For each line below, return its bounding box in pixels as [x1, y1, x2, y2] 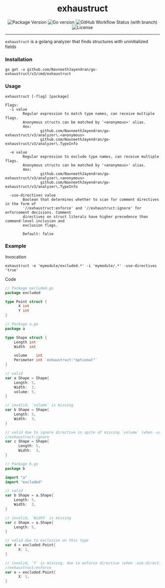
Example [5, 242, 27, 249]
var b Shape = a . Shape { [5, 493, 54, 498]
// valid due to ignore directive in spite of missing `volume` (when [5, 430, 153, 435]
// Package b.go [5, 461, 38, 466]
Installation [5, 56, 33, 63]
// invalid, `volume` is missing [5, 403, 74, 408]
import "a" [5, 475, 27, 480]
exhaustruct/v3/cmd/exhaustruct [5, 72, 71, 77]
